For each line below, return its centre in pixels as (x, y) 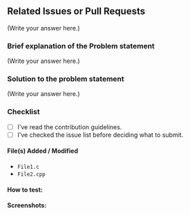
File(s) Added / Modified (42, 151)
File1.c (28, 167)
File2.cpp (31, 175)
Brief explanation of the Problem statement (81, 46)
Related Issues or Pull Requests (76, 11)
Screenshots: (27, 205)
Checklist (23, 112)
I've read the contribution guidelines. (69, 127)
